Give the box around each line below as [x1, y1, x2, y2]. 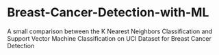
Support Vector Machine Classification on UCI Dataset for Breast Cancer [7, 34, 212, 42]
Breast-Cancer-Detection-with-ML [7, 5, 209, 20]
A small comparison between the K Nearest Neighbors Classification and [7, 27, 213, 35]
